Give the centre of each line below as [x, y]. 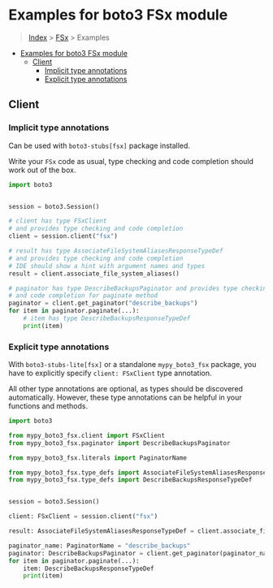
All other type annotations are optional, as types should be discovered [126, 389]
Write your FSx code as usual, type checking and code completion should [131, 161]
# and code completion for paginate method [83, 296]
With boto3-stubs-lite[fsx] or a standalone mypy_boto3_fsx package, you [132, 365]
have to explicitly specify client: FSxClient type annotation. [110, 373]
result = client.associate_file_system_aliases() [94, 274]
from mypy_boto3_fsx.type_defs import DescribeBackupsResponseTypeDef [130, 480]
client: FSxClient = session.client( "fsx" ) [83, 517]
